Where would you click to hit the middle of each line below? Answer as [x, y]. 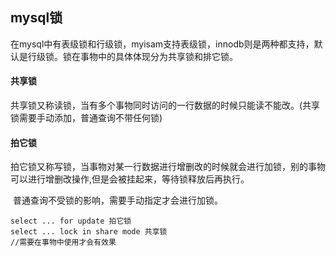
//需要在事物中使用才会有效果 [63, 243]
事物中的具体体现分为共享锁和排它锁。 [158, 56]
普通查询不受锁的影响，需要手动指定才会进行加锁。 [117, 200]
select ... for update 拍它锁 [71, 221]
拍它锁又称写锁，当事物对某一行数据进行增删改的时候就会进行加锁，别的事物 [168, 167]
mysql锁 [36, 18]
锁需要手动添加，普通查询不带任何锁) [86, 118]
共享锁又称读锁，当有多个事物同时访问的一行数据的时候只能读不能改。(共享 [165, 105]
